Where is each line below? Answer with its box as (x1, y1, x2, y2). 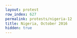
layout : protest (5, 7, 39, 12)
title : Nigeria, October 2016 (5, 21, 68, 26)
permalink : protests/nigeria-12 (5, 16, 72, 21)
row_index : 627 (5, 12, 37, 17)
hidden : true (5, 26, 32, 31)
